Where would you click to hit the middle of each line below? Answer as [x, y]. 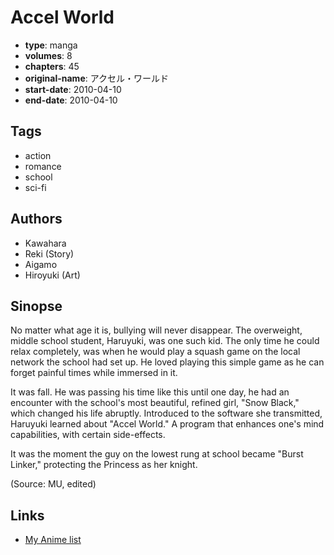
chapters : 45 [52, 66]
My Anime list [53, 540]
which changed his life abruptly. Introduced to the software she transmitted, [166, 413]
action [38, 155]
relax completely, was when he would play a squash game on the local [155, 352]
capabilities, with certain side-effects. [88, 435]
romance [43, 166]
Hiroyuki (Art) [52, 275]
